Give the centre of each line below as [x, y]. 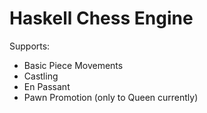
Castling [41, 76]
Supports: [30, 46]
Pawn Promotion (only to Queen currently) [111, 97]
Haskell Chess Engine [101, 18]
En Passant [47, 86]
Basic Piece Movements [73, 65]
